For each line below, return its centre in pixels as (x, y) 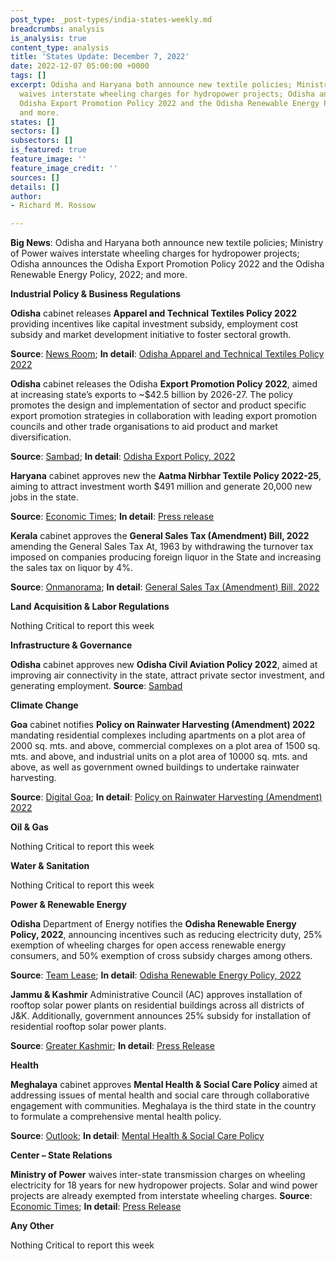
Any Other (32, 1226)
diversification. (41, 437)
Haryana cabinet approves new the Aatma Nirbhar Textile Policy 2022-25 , (166, 476)
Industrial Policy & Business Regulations (96, 294)
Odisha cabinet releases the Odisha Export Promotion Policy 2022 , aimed (164, 384)
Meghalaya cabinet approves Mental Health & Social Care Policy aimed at (164, 1085)
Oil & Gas (29, 827)
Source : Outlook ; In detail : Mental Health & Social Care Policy (137, 1136)
